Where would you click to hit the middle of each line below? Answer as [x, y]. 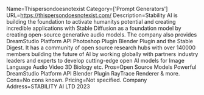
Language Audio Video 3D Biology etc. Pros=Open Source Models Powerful [101, 67]
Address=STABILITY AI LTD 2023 [48, 86]
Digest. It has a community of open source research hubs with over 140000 [101, 47]
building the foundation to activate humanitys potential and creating [91, 22]
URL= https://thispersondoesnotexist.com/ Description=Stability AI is [92, 15]
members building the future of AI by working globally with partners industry [102, 54]
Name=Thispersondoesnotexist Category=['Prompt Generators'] [87, 9]
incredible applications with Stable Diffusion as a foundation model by [94, 28]
